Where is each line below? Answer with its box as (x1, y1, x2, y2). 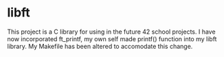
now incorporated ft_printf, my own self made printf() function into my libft (7, 34, 217, 43)
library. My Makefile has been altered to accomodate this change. (7, 42, 193, 50)
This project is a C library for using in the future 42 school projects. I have (7, 27, 216, 36)
